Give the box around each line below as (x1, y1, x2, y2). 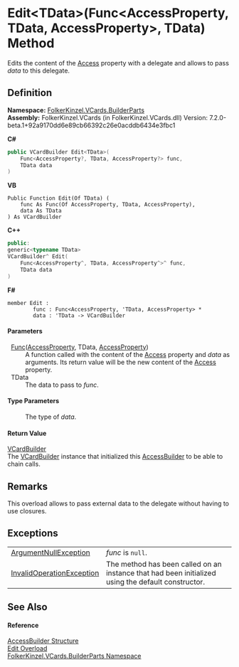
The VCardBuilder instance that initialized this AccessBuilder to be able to (7, 452, 223, 461)
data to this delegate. (7, 66, 70, 75)
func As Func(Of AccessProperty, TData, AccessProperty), (20, 201, 196, 208)
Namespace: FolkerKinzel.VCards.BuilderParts (7, 105, 144, 114)
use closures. (7, 506, 47, 515)
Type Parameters (7, 397, 60, 405)
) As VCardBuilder (7, 213, 62, 221)
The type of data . (25, 412, 77, 421)
